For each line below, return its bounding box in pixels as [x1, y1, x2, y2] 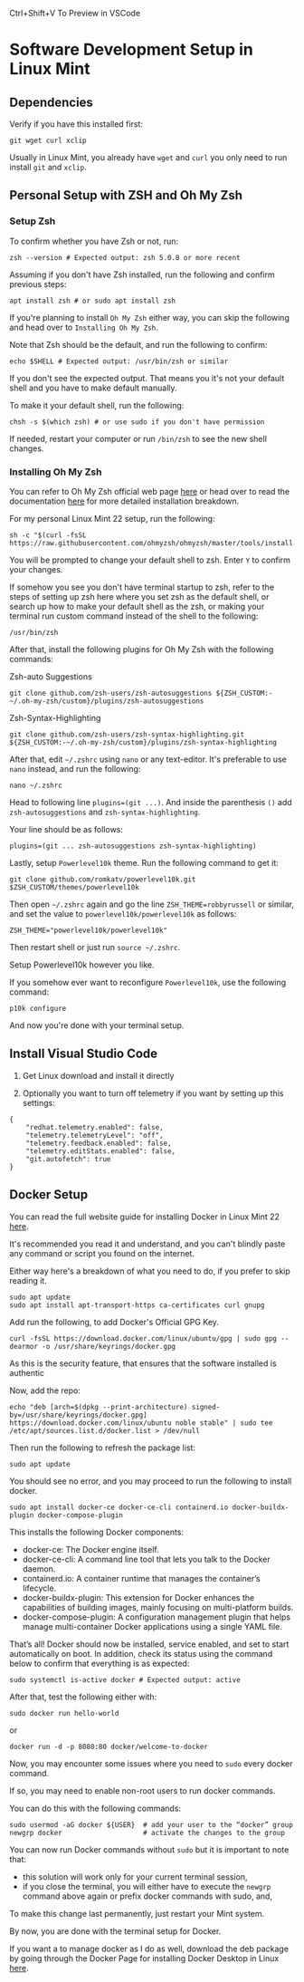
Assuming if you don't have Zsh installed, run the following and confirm [9, 269, 275, 280]
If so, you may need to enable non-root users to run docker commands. [9, 1785, 276, 1796]
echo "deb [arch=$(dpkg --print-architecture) [9, 1402, 188, 1411]
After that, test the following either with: [9, 1691, 157, 1702]
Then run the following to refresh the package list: [9, 1442, 196, 1453]
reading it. [9, 1275, 47, 1285]
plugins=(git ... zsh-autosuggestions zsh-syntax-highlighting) [9, 842, 257, 851]
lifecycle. [22, 1583, 57, 1593]
